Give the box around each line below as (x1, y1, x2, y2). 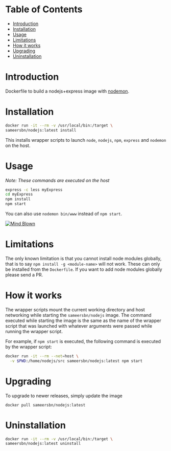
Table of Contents (5, 4, 83, 15)
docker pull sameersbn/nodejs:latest (5, 402, 86, 407)
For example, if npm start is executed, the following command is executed (5, 338, 161, 344)
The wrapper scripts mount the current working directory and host (5, 306, 145, 313)
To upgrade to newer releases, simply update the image (5, 393, 123, 399)
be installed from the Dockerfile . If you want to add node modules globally (5, 266, 162, 272)
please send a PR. (5, 271, 43, 277)
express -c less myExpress (5, 187, 63, 192)
